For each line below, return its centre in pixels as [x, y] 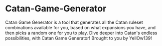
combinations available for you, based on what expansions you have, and [81, 27]
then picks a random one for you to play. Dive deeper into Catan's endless [81, 33]
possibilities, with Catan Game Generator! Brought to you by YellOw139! [79, 38]
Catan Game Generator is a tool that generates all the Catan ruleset [74, 22]
